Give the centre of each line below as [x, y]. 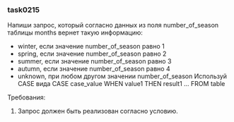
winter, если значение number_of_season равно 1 [91, 47]
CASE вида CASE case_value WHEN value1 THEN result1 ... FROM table [121, 84]
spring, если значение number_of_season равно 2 [92, 54]
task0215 [24, 10]
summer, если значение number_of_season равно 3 [94, 61]
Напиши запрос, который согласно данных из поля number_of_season [113, 25]
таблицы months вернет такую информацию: [75, 32]
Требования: [27, 97]
